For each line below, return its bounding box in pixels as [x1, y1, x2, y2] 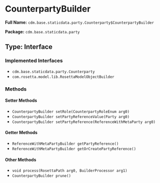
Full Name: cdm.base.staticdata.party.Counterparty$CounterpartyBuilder [5, 19, 154, 25]
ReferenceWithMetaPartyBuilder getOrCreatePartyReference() [12, 146, 136, 151]
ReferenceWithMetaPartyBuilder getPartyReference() [12, 141, 119, 146]
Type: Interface [5, 43, 53, 51]
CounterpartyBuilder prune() [12, 173, 71, 179]
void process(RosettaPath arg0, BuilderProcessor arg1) [12, 168, 128, 173]
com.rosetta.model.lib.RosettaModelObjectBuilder [12, 74, 115, 79]
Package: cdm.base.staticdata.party [5, 29, 80, 34]
